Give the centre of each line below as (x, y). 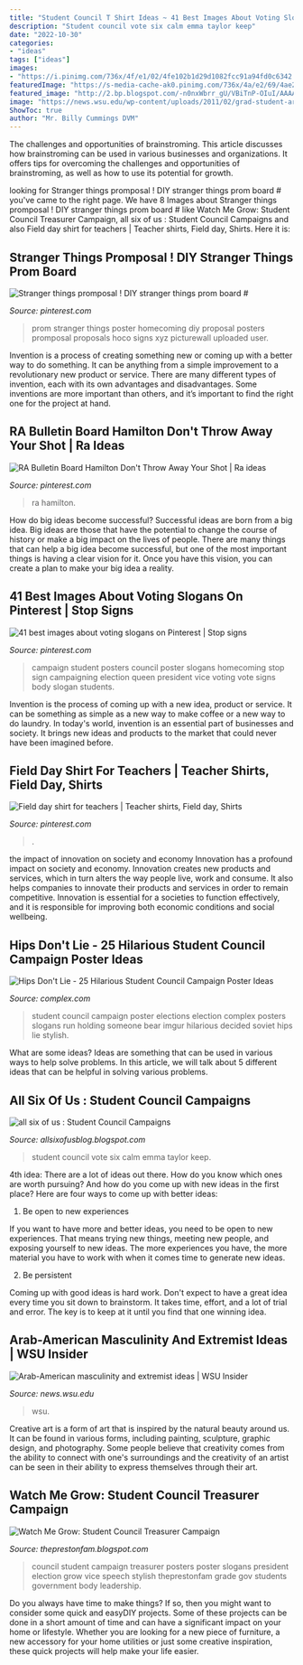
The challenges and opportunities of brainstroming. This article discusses (146, 145)
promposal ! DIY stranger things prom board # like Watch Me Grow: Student (150, 210)
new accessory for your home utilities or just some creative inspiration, (141, 1642)
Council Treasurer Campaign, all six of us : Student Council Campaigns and (149, 220)
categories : (32, 43)
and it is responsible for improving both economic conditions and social (142, 907)
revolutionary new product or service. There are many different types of (143, 374)
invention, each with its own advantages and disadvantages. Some (133, 384)
